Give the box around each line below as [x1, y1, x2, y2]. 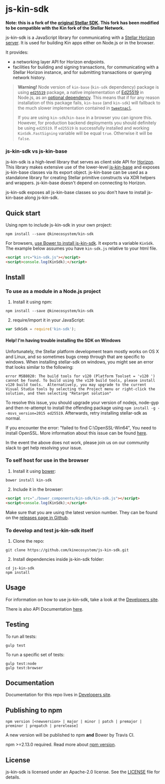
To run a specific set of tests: [5, 652, 65, 657]
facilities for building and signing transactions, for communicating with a [12, 64, 159, 70]
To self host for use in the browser [5, 457, 89, 464]
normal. [5, 415, 21, 421]
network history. [12, 74, 46, 80]
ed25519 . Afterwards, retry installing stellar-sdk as [47, 410, 147, 416]
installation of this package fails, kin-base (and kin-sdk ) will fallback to [17, 99, 161, 105]
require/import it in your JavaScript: [12, 317, 85, 323]
